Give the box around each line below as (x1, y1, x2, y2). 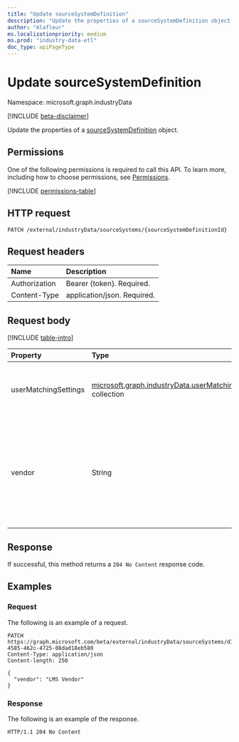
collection (91, 390, 124, 400)
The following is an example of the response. (7, 714, 139, 723)
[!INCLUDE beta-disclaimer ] (7, 111, 89, 120)
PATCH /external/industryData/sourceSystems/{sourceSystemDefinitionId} (7, 226, 228, 233)
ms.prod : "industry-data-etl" (7, 37, 97, 44)
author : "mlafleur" (7, 24, 65, 31)
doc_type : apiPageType (7, 44, 75, 51)
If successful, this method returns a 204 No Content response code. (7, 560, 205, 568)
